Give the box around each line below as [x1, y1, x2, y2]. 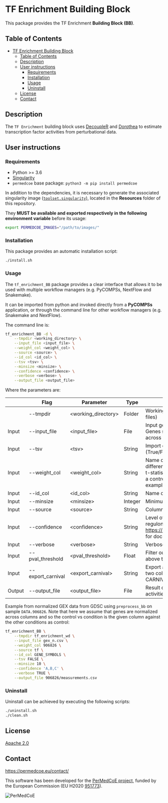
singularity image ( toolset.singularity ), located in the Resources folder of [5, 195, 161, 201]
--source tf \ [14, 647, 43, 652]
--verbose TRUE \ [14, 671, 50, 676]
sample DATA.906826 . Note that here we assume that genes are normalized [5, 608, 158, 614]
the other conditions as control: [5, 619, 70, 625]
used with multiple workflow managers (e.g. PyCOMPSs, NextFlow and [5, 286, 151, 292]
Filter [145, 549, 157, 556]
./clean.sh [5, 713, 28, 718]
